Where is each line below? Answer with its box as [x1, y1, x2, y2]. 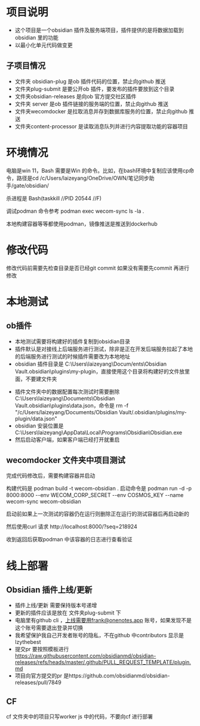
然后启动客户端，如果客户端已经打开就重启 [14, 436, 120, 443]
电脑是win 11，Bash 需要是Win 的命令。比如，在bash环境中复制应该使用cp [6, 167, 189, 174]
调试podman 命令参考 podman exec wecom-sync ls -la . [6, 207, 144, 215]
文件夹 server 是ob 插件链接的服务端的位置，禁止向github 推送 [14, 100, 169, 107]
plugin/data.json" [14, 415, 58, 422]
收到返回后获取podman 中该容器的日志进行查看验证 [6, 536, 133, 543]
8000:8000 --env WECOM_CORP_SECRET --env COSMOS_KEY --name [6, 492, 184, 499]
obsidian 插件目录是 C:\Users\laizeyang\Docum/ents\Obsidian [14, 360, 167, 367]
